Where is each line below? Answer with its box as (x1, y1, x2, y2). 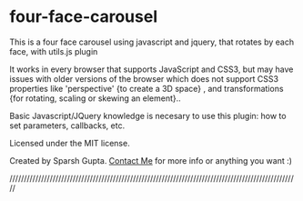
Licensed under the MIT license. (9, 137, 130, 148)
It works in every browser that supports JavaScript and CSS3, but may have (9, 64, 294, 75)
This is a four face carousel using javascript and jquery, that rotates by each (9, 36, 294, 47)
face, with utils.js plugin (9, 45, 98, 56)
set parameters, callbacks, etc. (9, 120, 126, 131)
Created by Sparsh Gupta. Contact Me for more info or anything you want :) (9, 155, 293, 166)
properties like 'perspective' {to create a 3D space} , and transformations (9, 83, 284, 94)
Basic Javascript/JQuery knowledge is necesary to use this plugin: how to (9, 110, 287, 121)
